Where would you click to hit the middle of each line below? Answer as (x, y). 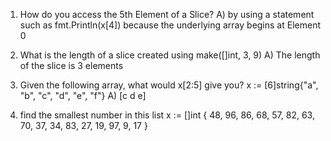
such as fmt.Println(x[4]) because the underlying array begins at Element (170, 25)
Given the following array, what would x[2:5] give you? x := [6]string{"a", (169, 85)
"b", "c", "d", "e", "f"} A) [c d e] (83, 95)
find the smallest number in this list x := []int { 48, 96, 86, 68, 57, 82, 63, (167, 115)
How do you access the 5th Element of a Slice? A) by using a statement (167, 14)
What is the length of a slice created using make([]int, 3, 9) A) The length (170, 55)
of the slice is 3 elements (71, 65)
